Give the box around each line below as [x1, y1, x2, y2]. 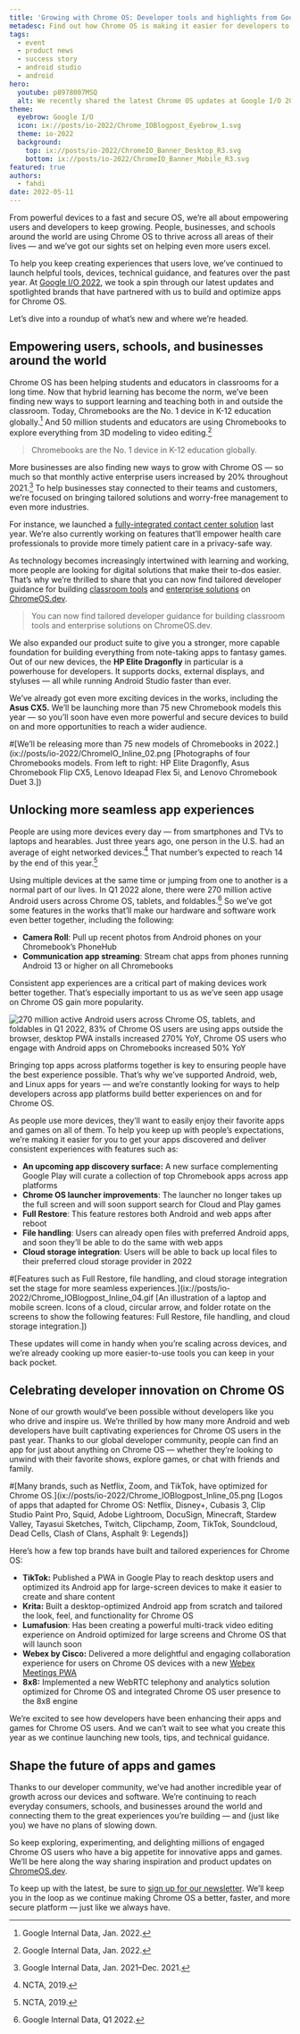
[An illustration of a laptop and [155, 1292, 267, 1303]
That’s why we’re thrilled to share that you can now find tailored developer [9, 574, 282, 585]
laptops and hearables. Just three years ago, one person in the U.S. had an [9, 835, 285, 846]
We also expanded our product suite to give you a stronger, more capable [9, 637, 280, 648]
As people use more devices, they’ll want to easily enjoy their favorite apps [9, 1115, 285, 1126]
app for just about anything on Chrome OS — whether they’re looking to [9, 1445, 274, 1456]
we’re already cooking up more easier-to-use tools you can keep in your [9, 1347, 275, 1358]
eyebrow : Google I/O [17, 113, 94, 122]
